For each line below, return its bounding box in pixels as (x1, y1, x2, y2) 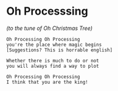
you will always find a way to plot (6, 63, 99, 69)
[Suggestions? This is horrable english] (6, 47, 113, 53)
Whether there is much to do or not (6, 57, 99, 64)
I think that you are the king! (6, 79, 88, 85)
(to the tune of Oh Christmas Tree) (6, 24, 93, 32)
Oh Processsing (6, 4, 88, 18)
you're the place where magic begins (6, 42, 102, 48)
